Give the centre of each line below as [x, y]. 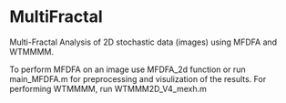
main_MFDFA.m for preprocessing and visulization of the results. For [138, 78]
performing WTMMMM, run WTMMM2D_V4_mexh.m [108, 88]
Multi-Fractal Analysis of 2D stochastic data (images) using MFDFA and [143, 42]
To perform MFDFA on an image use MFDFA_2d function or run [128, 69]
